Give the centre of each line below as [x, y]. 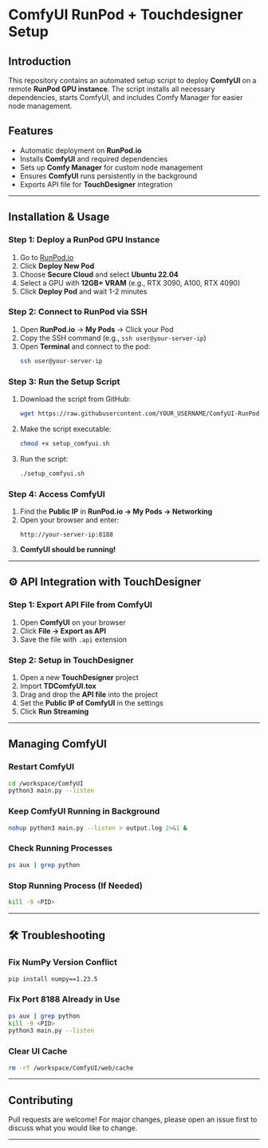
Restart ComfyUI [41, 767]
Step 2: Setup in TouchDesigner [71, 660]
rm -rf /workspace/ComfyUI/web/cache [71, 1068]
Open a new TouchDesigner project [79, 677]
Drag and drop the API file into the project [89, 694]
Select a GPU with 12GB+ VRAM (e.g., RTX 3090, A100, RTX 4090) [130, 282]
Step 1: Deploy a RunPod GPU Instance [84, 240]
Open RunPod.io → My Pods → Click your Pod [97, 329]
